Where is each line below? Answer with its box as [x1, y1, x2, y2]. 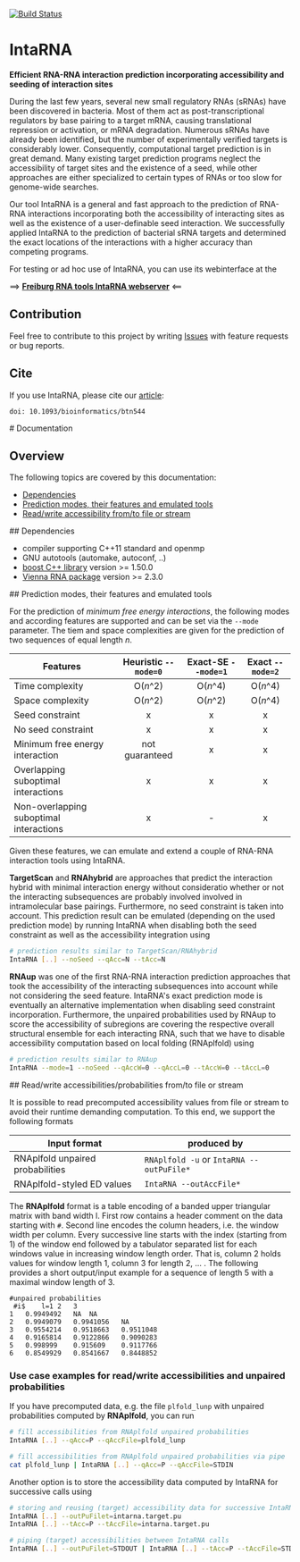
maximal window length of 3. [9, 1276, 115, 1287]
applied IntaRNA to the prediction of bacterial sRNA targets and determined [9, 227, 287, 238]
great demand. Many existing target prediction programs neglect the [9, 153, 261, 164]
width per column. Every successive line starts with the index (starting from [9, 1229, 287, 1239]
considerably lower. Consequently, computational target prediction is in [9, 143, 271, 154]
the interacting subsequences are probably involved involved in [9, 892, 243, 903]
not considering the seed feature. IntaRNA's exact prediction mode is [9, 990, 263, 1001]
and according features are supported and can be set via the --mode [9, 616, 259, 626]
